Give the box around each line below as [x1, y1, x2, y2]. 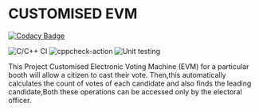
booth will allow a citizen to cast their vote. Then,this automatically [8, 70, 226, 79]
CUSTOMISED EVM [8, 5, 138, 23]
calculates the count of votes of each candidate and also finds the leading [8, 78, 252, 88]
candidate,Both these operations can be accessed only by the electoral [8, 86, 242, 96]
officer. [8, 95, 32, 105]
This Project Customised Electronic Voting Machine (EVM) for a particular [8, 61, 249, 71]
